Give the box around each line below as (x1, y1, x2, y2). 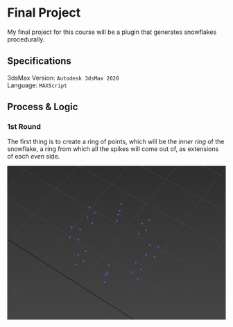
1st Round (7, 122, 42, 132)
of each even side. (7, 152, 60, 161)
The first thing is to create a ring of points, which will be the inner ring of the (7, 137, 225, 146)
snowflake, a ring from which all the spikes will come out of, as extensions (7, 145, 219, 153)
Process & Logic (7, 101, 78, 113)
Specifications (7, 55, 71, 67)
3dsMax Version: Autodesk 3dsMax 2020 (7, 73, 119, 82)
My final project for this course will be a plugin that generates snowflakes (7, 28, 217, 36)
